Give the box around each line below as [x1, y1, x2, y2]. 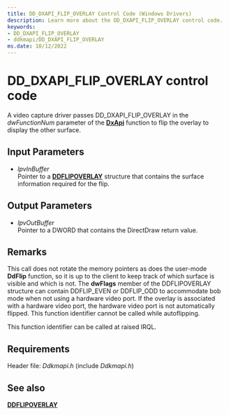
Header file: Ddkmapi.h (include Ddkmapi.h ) [7, 362, 134, 370]
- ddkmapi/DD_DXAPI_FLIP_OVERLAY [7, 36, 105, 43]
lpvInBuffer [17, 164, 50, 173]
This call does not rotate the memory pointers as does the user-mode [7, 265, 207, 273]
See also [7, 382, 45, 394]
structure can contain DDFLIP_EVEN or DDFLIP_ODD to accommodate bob [7, 287, 221, 295]
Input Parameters [7, 146, 84, 158]
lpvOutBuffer [17, 218, 54, 227]
